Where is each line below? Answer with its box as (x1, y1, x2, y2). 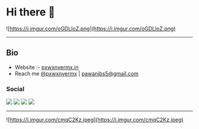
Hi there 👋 (6, 5, 55, 19)
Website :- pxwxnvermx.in (14, 64, 79, 71)
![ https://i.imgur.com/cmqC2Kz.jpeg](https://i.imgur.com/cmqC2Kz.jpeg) (6, 116, 184, 124)
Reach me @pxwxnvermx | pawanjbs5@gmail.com (14, 70, 139, 77)
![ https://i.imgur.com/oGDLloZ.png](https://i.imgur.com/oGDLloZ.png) (6, 25, 176, 32)
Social (6, 84, 25, 93)
